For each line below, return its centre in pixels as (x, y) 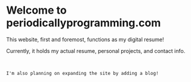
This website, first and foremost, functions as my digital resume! (85, 39)
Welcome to (36, 10)
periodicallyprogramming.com (84, 23)
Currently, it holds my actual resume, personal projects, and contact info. (96, 51)
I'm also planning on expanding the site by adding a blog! (83, 73)
